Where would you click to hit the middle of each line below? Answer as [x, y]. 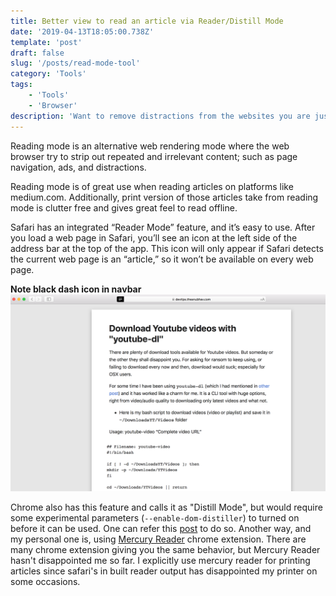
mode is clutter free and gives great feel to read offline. [124, 207]
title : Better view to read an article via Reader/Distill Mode [147, 21]
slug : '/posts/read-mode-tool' [75, 63]
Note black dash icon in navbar [76, 289]
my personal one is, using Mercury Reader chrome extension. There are [158, 539]
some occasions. [45, 582]
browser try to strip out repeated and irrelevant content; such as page [154, 156]
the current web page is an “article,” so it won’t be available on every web [162, 259]
